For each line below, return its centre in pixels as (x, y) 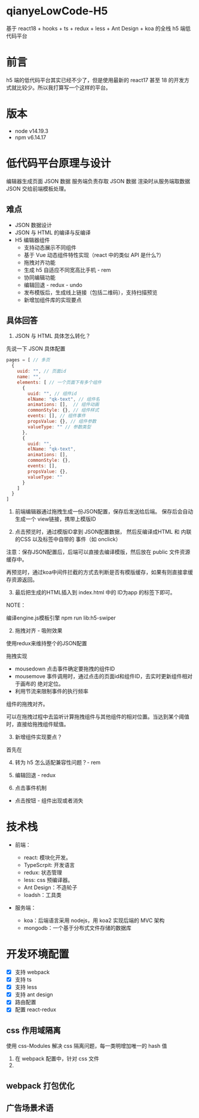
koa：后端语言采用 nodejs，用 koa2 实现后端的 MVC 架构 (94, 920)
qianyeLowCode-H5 (57, 11)
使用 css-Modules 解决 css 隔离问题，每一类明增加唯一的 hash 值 (87, 1046)
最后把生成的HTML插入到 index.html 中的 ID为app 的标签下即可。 (95, 593)
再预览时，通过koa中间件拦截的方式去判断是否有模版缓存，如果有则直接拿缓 (99, 572)
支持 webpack (32, 972)
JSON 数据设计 (33, 225)
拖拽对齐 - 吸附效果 (39, 631)
